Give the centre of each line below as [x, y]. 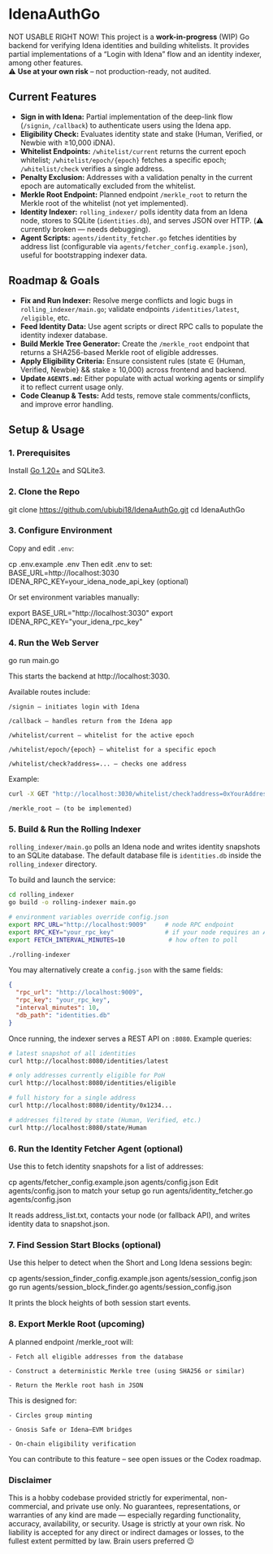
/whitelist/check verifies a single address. [92, 169]
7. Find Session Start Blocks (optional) [85, 1245]
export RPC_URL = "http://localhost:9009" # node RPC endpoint [121, 924]
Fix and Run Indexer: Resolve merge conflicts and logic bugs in [126, 300]
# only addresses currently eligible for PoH [87, 1076]
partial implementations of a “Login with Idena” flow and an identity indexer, [135, 54]
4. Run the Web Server [54, 643]
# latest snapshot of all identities [72, 1053]
